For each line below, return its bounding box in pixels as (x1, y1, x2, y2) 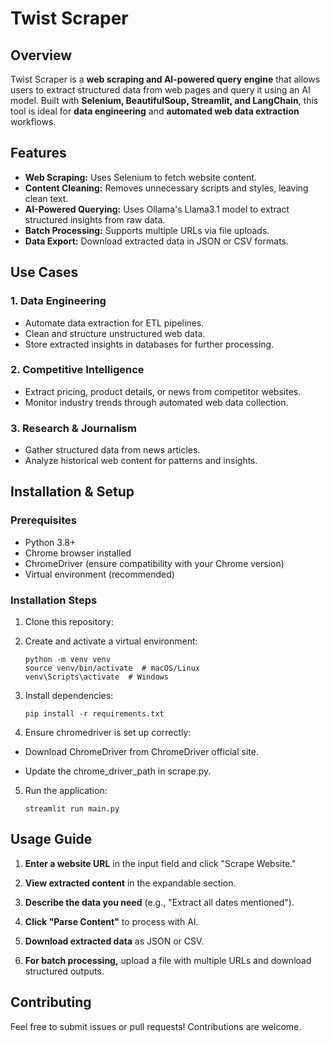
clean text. (24, 192, 69, 204)
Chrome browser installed (24, 547, 132, 559)
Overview (10, 47, 73, 64)
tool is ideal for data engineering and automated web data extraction (10, 105, 300, 117)
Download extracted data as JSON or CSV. (24, 935, 205, 947)
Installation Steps (10, 593, 98, 607)
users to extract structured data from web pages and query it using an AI (10, 84, 311, 96)
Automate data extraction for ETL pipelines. (24, 317, 205, 329)
